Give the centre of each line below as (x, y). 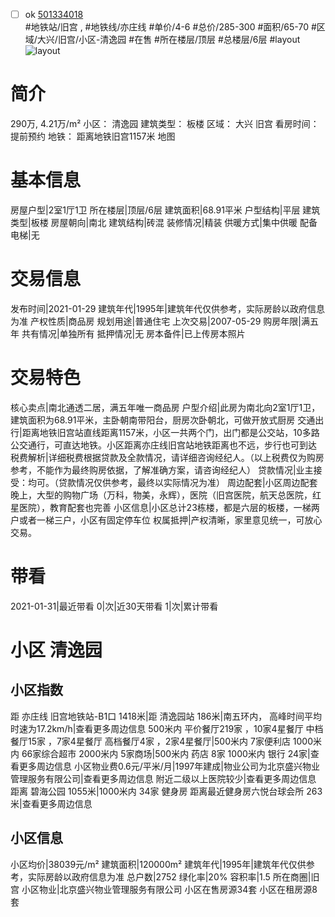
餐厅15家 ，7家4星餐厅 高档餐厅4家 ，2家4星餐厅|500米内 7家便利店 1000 (162, 741)
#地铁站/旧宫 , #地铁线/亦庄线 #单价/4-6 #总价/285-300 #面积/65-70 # (170, 27)
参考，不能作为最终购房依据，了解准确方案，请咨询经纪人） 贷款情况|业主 (162, 470)
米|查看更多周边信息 (51, 803)
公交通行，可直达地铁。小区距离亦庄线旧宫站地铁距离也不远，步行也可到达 (163, 445)
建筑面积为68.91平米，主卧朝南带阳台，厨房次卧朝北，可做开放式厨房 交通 (163, 420)
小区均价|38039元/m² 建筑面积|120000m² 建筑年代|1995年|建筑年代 (149, 864)
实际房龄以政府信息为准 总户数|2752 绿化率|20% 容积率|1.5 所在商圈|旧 (173, 876)
